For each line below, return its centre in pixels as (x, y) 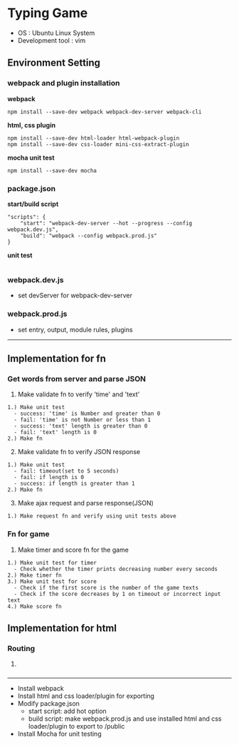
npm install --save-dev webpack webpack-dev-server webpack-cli (105, 112)
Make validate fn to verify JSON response (79, 452)
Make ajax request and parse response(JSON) (86, 503)
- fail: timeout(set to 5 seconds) (67, 471)
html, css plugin (31, 125)
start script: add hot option (67, 711)
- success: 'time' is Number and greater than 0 (87, 414)
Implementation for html (62, 628)
